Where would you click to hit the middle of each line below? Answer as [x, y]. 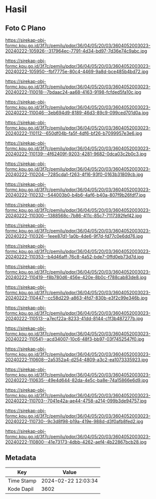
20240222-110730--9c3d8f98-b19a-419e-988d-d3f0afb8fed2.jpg [74, 421]
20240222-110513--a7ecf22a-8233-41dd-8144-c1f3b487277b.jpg [74, 318]
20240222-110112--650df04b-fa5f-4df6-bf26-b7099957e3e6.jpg [74, 133]
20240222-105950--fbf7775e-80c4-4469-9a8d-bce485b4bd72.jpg [77, 71]
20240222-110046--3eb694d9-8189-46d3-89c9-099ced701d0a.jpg [77, 113]
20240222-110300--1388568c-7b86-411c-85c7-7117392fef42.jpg [74, 216]
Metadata [21, 458]
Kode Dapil [21, 489]
